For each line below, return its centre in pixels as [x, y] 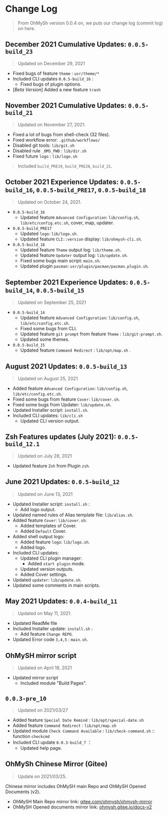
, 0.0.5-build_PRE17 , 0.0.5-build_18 [89, 190]
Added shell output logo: [38, 536]
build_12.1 [22, 444]
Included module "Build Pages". [53, 683]
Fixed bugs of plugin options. [51, 84]
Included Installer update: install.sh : [53, 629]
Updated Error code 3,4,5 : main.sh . [50, 640]
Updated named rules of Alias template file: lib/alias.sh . [73, 515]
